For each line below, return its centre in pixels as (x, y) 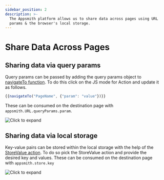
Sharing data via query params (53, 65)
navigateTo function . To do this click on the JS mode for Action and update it (82, 82)
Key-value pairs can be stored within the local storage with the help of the (79, 147)
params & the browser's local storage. (50, 23)
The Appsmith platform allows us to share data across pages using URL (84, 19)
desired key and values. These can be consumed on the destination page (79, 158)
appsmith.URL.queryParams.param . (39, 111)
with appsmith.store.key (30, 163)
